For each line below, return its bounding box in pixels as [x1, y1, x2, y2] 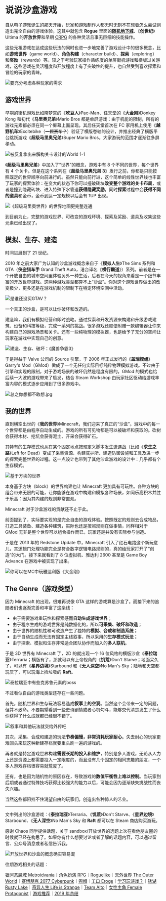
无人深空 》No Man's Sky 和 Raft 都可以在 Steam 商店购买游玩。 [33, 817, 161, 823]
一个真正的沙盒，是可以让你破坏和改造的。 [5, 306, 92, 312]
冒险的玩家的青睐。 [5, 69, 44, 75]
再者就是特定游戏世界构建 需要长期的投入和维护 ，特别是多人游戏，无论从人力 [5, 751, 161, 757]
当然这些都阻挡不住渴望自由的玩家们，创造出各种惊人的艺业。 [5, 796, 131, 802]
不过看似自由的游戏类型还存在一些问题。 [5, 690, 87, 696]
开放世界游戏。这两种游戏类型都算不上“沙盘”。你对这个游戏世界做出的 [13, 279, 157, 285]
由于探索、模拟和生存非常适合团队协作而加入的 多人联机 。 [12, 640, 129, 646]
